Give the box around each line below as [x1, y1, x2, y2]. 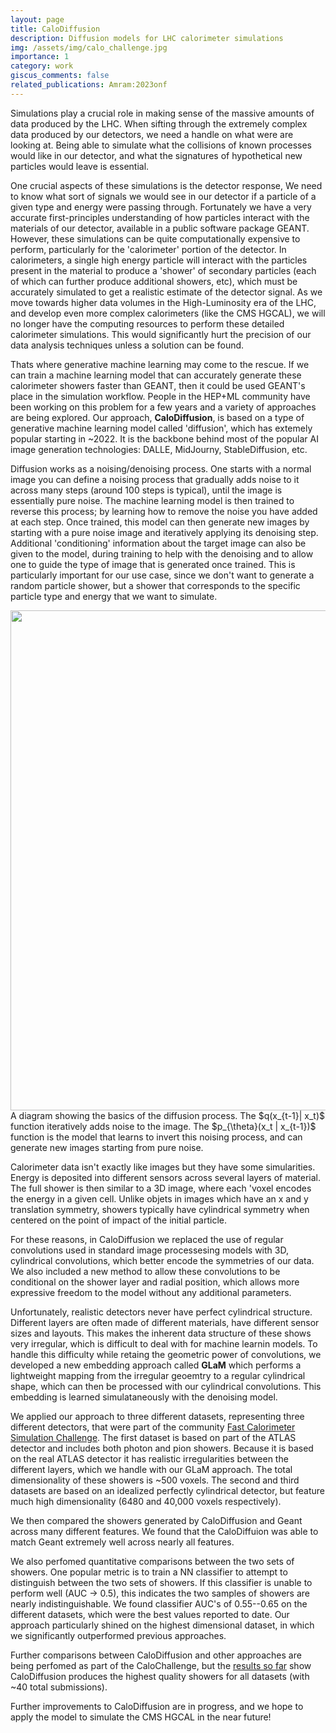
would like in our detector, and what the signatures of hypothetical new [10, 149, 303, 161]
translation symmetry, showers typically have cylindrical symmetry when [10, 1203, 310, 1215]
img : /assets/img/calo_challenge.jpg [10, 42, 168, 53]
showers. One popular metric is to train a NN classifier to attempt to [10, 1566, 288, 1578]
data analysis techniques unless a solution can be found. [10, 339, 245, 351]
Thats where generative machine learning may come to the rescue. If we [10, 358, 310, 370]
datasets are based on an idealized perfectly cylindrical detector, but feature [10, 1484, 325, 1496]
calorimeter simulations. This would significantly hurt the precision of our [10, 328, 312, 340]
